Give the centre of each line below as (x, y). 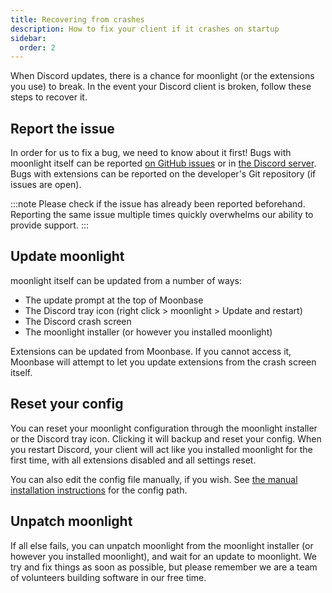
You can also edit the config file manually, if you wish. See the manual (154, 479)
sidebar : (28, 38)
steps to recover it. (49, 97)
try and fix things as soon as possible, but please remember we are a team (164, 567)
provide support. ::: (50, 225)
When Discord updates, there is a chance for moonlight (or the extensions (162, 76)
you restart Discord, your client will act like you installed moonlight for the (161, 449)
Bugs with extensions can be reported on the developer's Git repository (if (163, 174)
